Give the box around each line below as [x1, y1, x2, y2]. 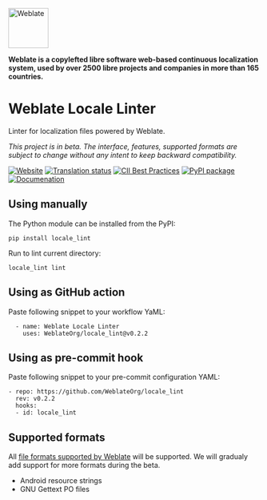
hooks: [15, 401, 38, 410]
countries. [8, 72, 44, 81]
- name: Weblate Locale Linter [15, 322, 120, 330]
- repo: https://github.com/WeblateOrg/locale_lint [8, 388, 184, 396]
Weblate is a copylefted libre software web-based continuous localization [8, 54, 258, 64]
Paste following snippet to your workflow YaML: [8, 307, 165, 317]
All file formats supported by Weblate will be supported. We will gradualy [8, 452, 249, 462]
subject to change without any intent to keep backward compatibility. [8, 150, 237, 159]
